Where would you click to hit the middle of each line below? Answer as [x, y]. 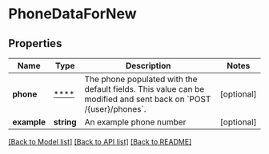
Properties [35, 43]
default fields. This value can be [145, 89]
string [65, 122]
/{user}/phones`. [115, 109]
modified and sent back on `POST [148, 99]
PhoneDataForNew [73, 14]
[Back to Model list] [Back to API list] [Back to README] [100, 142]
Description [148, 66]
